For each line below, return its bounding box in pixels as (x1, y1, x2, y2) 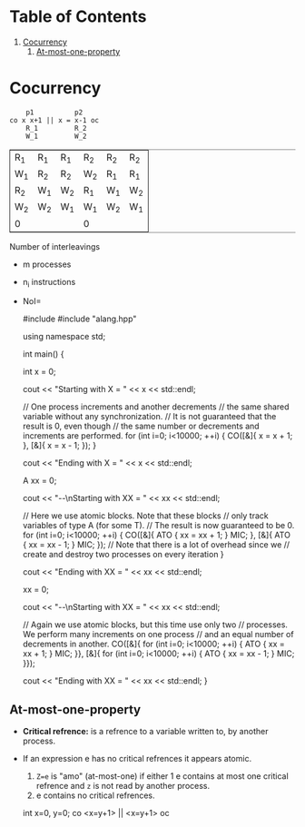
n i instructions (22, 276, 76, 290)
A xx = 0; (22, 475, 57, 487)
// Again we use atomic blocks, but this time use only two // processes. (22, 619, 289, 630)
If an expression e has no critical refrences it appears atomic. (22, 753, 252, 764)
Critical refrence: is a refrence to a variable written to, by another (22, 726, 269, 737)
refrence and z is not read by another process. (35, 781, 211, 792)
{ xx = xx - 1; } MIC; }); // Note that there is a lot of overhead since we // (22, 539, 290, 550)
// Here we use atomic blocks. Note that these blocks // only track (22, 510, 270, 521)
